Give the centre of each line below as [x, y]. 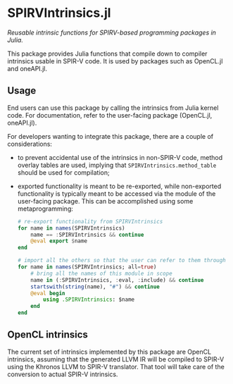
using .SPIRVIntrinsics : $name [89, 300]
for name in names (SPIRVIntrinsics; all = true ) [87, 267]
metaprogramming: [45, 209]
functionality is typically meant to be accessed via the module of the [116, 193]
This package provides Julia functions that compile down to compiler [107, 54]
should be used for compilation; [64, 172]
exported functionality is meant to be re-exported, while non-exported [119, 186]
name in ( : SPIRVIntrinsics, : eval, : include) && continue [117, 280]
